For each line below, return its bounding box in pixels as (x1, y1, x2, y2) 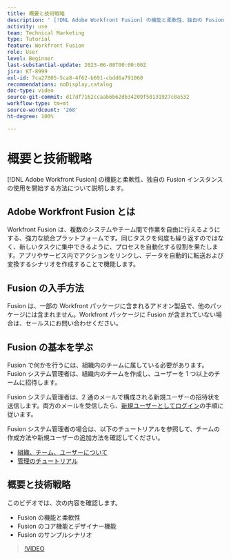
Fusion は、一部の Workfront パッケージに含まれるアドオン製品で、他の (7, 302, 210, 310)
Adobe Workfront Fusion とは (7, 205, 136, 218)
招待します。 (25, 378, 61, 386)
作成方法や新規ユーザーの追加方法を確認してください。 (7, 433, 164, 442)
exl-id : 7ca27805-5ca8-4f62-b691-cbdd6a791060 (7, 74, 143, 82)
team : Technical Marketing (7, 29, 85, 37)
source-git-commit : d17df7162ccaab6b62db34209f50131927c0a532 (7, 94, 190, 101)
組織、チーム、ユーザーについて (17, 448, 108, 456)
